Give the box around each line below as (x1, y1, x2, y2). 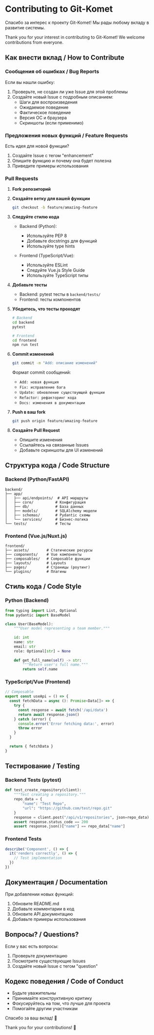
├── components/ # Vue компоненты (5, 552, 82, 557)
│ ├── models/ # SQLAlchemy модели (5, 508, 97, 513)
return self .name (22, 667, 58, 672)
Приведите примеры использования (12, 162, 89, 169)
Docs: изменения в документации (19, 401, 85, 406)
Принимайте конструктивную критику (12, 995, 92, 1001)
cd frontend (12, 338, 37, 343)
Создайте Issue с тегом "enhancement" (12, 152, 94, 158)
